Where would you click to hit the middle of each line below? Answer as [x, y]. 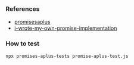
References [23, 9]
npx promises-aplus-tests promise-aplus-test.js [67, 56]
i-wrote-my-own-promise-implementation [66, 28]
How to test [23, 44]
